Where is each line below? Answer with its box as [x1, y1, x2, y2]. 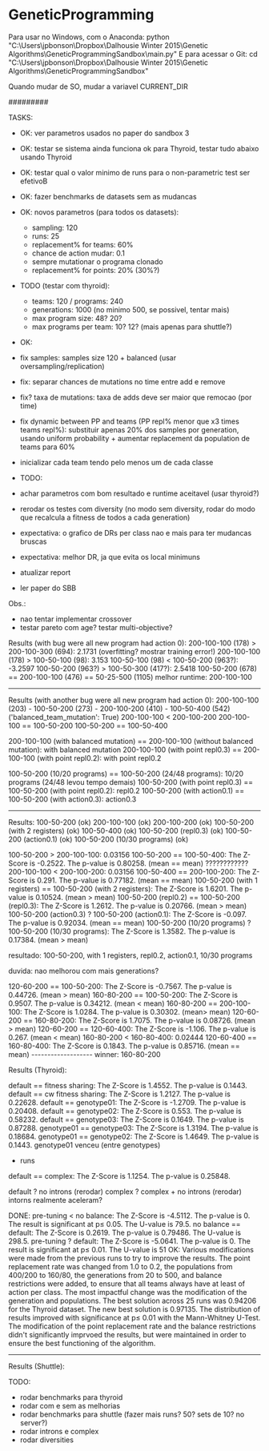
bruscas [19, 537, 47, 546]
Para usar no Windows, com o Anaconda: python [8, 32, 170, 42]
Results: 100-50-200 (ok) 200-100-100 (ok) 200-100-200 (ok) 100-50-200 [8, 817, 255, 826]
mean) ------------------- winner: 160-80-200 [8, 1049, 162, 1059]
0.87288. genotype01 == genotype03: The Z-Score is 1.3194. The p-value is [8, 1123, 259, 1132]
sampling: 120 [31, 223, 78, 232]
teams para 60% [19, 442, 75, 452]
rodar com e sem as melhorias [19, 1401, 121, 1410]
